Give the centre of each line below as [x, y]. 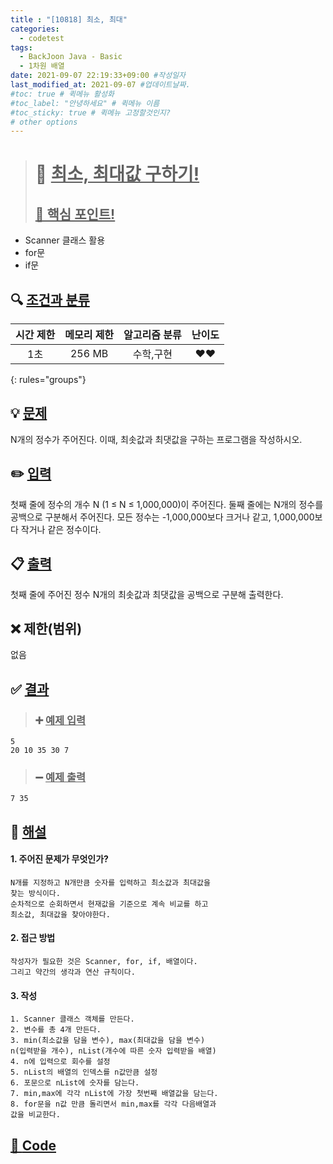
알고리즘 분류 [152, 335]
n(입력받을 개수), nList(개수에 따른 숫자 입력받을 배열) [113, 1051]
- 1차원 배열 [42, 66]
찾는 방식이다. [35, 893]
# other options [44, 122]
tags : [21, 47]
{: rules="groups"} [48, 380]
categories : [35, 29]
